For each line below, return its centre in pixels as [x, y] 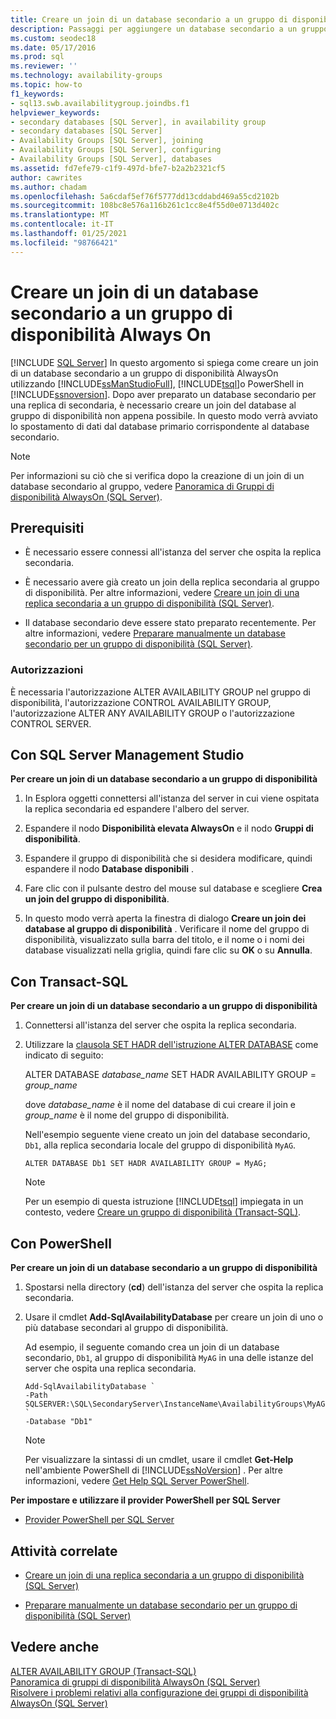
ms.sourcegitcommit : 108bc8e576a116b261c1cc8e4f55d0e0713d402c [145, 206]
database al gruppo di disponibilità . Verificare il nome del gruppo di [167, 929]
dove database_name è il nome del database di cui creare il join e [160, 1105]
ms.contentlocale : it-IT [62, 224]
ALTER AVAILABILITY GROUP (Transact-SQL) [103, 1671]
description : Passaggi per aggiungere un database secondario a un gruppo [169, 29]
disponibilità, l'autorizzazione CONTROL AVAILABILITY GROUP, [141, 702]
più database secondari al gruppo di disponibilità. [126, 1328]
